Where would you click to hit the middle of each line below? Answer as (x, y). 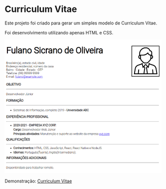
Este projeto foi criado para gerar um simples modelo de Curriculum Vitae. (81, 23)
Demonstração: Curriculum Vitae (38, 181)
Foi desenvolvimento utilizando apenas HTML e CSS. (59, 32)
